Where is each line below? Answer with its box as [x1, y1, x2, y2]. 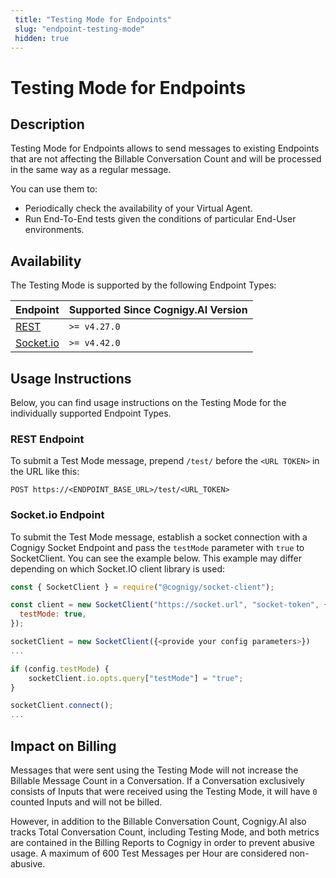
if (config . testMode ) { [10, 664, 110, 674]
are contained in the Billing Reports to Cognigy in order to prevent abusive [10, 837, 315, 849]
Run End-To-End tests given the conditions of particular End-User [24, 213, 297, 225]
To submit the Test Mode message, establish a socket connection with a [10, 531, 308, 543]
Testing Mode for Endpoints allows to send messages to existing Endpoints [10, 142, 320, 155]
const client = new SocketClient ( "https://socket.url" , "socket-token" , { [10, 600, 329, 610]
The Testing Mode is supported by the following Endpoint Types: [10, 279, 277, 291]
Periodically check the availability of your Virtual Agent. [24, 202, 253, 215]
